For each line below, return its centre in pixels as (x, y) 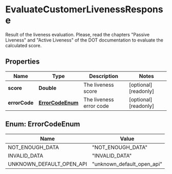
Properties (23, 62)
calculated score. (24, 45)
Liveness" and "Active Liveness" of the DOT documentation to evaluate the (84, 40)
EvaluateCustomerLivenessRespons (84, 9)
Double (47, 88)
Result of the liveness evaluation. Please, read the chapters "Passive (78, 34)
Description (104, 76)
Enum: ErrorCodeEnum (43, 124)
